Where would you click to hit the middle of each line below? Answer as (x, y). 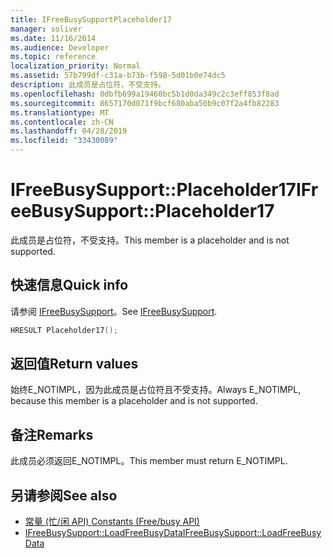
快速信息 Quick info (69, 285)
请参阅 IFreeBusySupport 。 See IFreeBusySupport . (114, 311)
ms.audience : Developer (60, 47)
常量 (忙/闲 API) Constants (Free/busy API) (112, 522)
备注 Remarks (52, 434)
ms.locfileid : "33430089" (64, 141)
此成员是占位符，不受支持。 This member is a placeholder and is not (150, 240)
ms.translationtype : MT (60, 112)
